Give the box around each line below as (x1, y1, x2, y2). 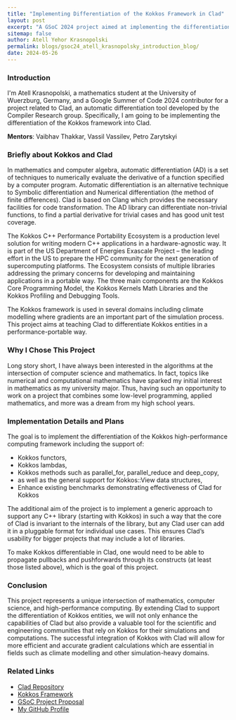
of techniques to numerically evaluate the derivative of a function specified (7, 173, 225, 182)
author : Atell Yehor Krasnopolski (7, 37, 109, 44)
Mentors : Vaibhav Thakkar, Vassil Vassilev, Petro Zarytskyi (7, 132, 178, 141)
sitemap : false (7, 30, 52, 37)
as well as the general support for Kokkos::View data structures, (17, 476, 202, 484)
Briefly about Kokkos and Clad (7, 150, 113, 160)
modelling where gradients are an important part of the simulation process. (7, 312, 224, 321)
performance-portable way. (7, 328, 88, 336)
